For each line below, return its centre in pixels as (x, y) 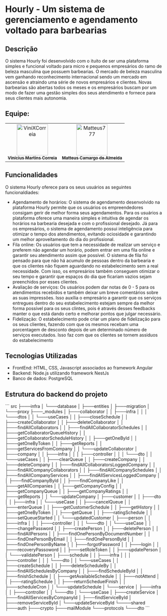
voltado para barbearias (56, 30)
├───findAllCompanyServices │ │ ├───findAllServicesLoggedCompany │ (83, 475)
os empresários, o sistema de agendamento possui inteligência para (83, 228)
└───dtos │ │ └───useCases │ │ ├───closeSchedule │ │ (67, 417)
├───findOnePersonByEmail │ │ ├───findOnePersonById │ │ (70, 539)
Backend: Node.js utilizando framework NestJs (61, 373)
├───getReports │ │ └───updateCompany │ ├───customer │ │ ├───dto (83, 496)
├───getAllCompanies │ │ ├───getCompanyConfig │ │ (64, 486)
